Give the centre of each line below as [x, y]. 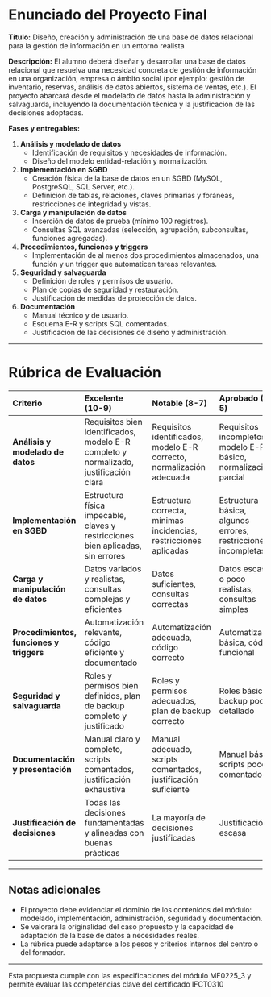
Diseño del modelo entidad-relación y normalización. [120, 161]
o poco [232, 579]
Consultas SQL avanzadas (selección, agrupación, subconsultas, [140, 229]
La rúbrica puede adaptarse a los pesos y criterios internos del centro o [139, 944]
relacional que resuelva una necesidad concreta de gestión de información [133, 69]
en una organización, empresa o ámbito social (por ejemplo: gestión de [126, 78]
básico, [233, 457]
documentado [111, 663]
